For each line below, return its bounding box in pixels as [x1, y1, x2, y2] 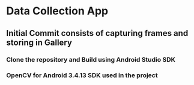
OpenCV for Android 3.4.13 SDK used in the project [6, 71, 158, 80]
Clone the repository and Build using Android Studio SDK [6, 55, 176, 63]
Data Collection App [6, 4, 109, 18]
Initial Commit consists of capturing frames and [6, 28, 189, 38]
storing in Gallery [6, 37, 72, 47]
